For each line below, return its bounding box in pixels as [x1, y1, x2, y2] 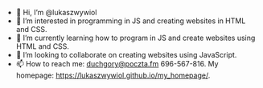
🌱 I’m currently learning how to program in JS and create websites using [15, 33, 256, 42]
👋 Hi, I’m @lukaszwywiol [15, 8, 97, 17]
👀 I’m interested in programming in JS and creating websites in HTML [15, 16, 246, 26]
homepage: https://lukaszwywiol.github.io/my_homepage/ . [15, 70, 211, 80]
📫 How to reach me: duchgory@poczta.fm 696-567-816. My [15, 59, 219, 68]
